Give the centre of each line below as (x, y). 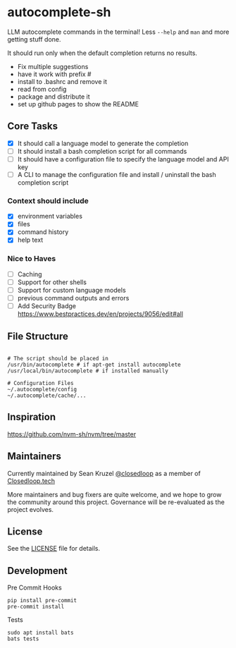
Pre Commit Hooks (35, 588)
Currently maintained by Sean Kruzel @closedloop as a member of (104, 473)
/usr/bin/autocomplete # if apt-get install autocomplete (94, 365)
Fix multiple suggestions (53, 66)
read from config (42, 89)
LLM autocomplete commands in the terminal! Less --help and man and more (118, 32)
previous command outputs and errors (73, 298)
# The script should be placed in (58, 358)
